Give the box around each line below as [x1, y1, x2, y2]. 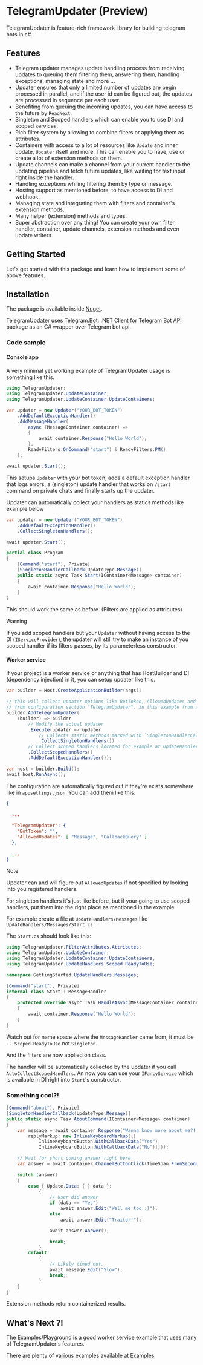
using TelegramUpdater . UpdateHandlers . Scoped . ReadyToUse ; [6, 961, 155, 967]
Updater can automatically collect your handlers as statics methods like [6, 498, 184, 506]
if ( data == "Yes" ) [49, 1200, 98, 1206]
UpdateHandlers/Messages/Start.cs [6, 922, 94, 928]
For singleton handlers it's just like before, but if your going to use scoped [6, 897, 190, 904]
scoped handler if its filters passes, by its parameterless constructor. [6, 642, 177, 650]
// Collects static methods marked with [38, 732, 142, 738]
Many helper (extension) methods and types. [14, 212, 127, 219]
